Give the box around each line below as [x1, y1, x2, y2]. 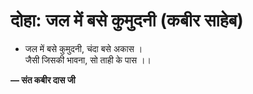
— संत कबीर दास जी [10, 74, 76, 86]
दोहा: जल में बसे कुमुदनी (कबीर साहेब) [10, 9, 244, 32]
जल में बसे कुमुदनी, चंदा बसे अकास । [24, 42, 143, 54]
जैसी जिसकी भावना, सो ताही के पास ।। [24, 54, 152, 66]
